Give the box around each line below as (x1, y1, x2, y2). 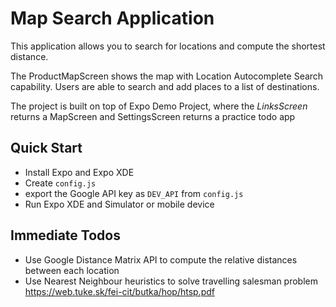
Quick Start (10, 140, 83, 157)
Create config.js (24, 177, 97, 189)
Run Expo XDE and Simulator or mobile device (24, 198, 215, 210)
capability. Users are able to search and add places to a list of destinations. (10, 80, 320, 92)
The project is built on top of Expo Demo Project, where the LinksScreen (10, 100, 308, 112)
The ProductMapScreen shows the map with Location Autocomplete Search (10, 70, 324, 82)
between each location (24, 264, 120, 276)
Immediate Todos (10, 227, 121, 244)
